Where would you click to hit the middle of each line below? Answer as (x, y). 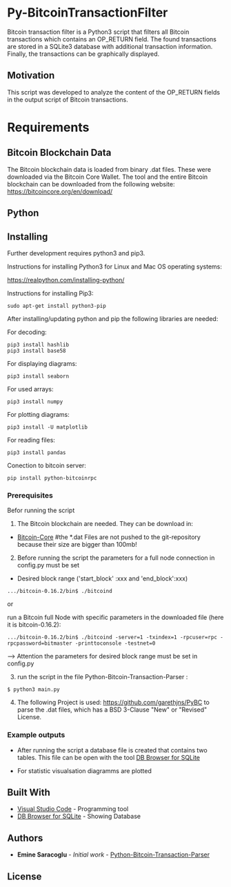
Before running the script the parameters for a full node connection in (116, 558)
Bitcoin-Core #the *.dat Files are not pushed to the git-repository (109, 537)
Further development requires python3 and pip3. (76, 253)
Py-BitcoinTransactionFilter (88, 13)
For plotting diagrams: (39, 414)
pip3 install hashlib (38, 344)
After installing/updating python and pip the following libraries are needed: (113, 318)
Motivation (31, 76)
